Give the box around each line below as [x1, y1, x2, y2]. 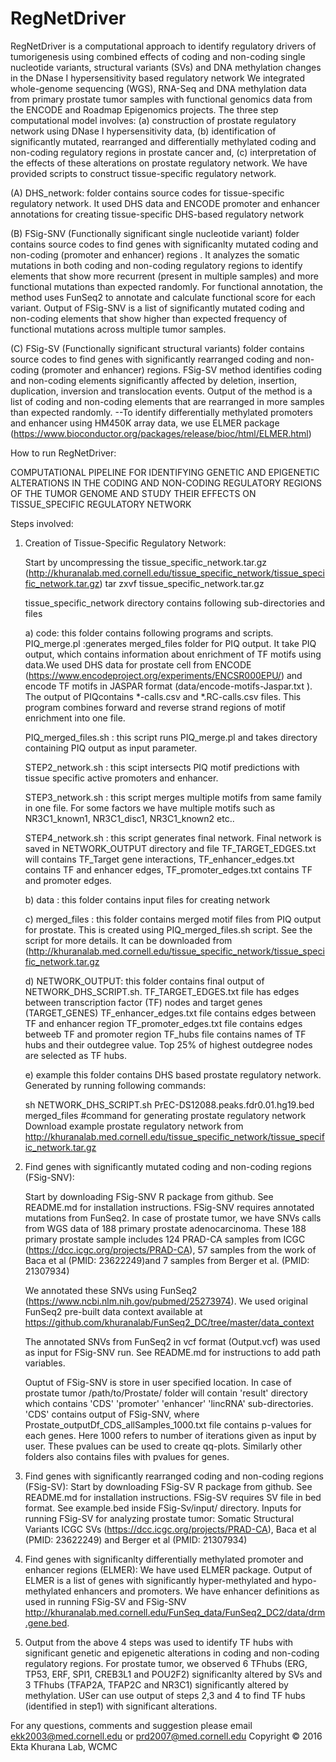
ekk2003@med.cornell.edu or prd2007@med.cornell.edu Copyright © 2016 [10, 1730, 323, 1742]
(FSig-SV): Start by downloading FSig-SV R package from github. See [24, 1480, 313, 1492]
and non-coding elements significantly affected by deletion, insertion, [10, 374, 297, 386]
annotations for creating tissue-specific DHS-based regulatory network [10, 208, 305, 220]
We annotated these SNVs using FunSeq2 [24, 1284, 198, 1296]
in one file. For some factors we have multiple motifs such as [24, 802, 276, 814]
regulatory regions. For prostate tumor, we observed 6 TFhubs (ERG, [24, 1657, 308, 1669]
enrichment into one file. [24, 712, 126, 724]
